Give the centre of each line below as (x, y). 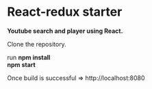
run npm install (29, 57)
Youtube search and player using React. (65, 31)
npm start (21, 64)
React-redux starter (65, 12)
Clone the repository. (37, 44)
